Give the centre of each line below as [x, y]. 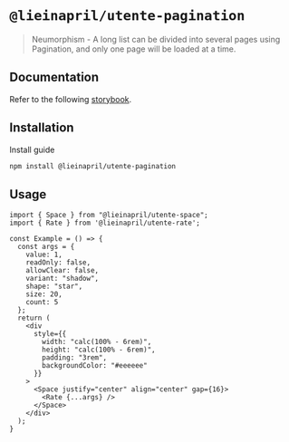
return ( [34, 318]
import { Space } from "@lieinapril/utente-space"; [109, 216]
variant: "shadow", [63, 279]
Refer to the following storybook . [71, 99]
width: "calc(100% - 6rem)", [97, 342]
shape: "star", [54, 287]
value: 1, [44, 255]
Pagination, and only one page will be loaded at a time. [134, 49]
